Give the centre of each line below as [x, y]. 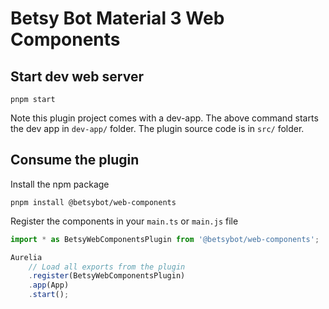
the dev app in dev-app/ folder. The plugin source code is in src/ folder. [157, 128]
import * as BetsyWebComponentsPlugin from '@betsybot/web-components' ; [165, 239]
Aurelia [26, 257]
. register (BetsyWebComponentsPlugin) [107, 276]
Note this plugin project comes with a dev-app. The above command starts [164, 118]
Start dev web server [77, 76]
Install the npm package [60, 184]
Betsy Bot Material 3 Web [117, 18]
